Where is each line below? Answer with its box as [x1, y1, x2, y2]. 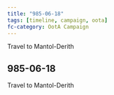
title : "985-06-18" [7, 10, 64, 17]
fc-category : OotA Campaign [7, 23, 90, 30]
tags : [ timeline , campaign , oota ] [7, 17, 108, 24]
